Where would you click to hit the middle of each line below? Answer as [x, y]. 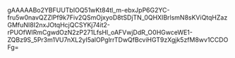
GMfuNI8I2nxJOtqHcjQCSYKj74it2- [59, 25]
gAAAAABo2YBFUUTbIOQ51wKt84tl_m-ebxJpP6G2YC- [89, 10]
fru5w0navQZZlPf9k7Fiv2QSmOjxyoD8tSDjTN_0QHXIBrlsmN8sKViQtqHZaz [117, 17]
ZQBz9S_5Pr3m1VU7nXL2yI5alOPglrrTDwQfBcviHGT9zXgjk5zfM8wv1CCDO [118, 40]
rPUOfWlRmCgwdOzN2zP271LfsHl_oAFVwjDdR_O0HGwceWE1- [100, 32]
